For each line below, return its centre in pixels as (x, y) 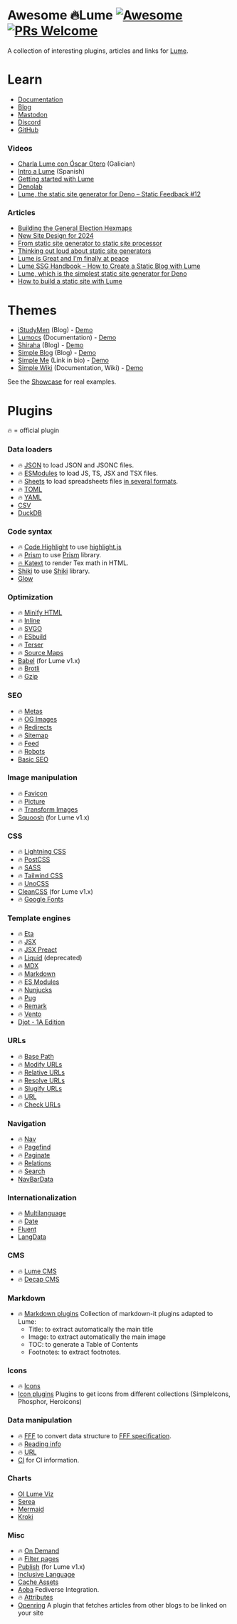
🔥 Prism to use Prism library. (59, 554)
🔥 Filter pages (38, 1559)
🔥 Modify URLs (40, 1064)
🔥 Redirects (35, 727)
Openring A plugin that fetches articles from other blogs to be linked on (122, 1605)
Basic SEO (33, 759)
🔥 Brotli (28, 669)
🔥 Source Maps (41, 653)
